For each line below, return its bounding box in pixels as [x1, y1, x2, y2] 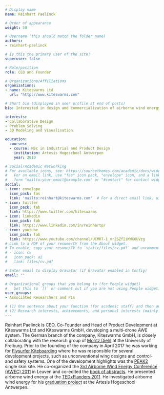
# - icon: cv [5, 250, 32, 255]
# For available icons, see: [5, 168, 64, 174]
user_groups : [5, 290, 32, 296]
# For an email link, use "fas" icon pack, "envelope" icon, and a [5, 173, 150, 178]
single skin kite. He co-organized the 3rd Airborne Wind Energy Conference [5, 363, 158, 369]
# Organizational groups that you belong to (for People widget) [5, 282, 141, 286]
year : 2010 [14, 155, 36, 160]
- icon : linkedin [5, 214, 41, 219]
